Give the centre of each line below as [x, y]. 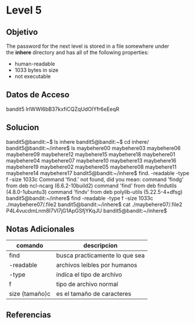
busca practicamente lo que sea [100, 256]
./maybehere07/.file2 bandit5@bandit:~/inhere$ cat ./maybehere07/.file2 [94, 204]
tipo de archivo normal [87, 285]
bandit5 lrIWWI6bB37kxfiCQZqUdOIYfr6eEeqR [63, 109]
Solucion [23, 128]
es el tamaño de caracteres [94, 294]
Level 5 [24, 10]
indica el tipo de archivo [89, 275]
